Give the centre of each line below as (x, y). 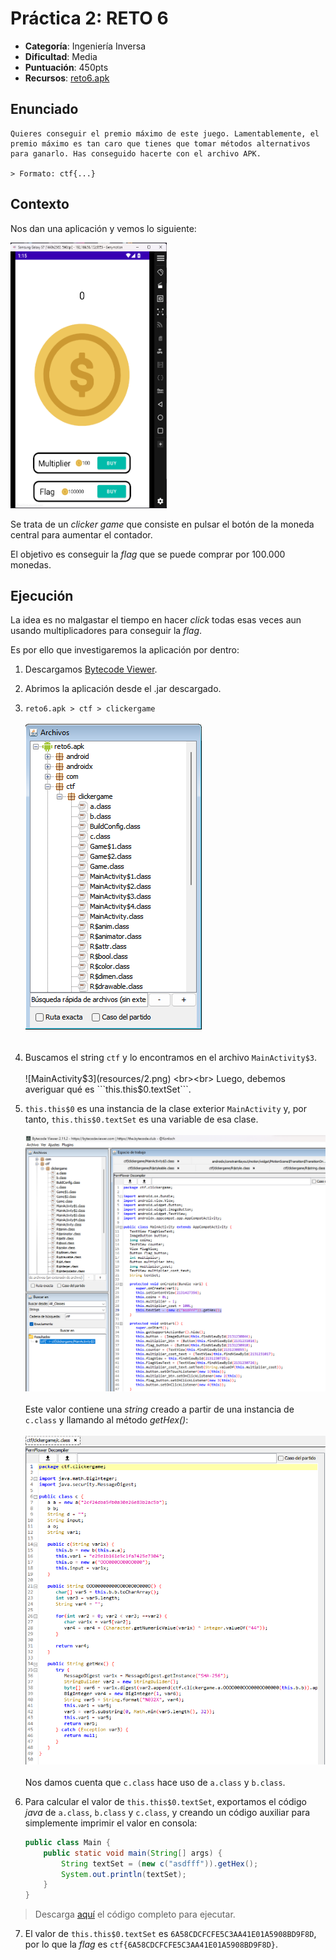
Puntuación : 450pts (66, 67)
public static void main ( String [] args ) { (133, 1853)
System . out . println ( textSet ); (124, 1874)
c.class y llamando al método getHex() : (106, 1419)
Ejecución (42, 595)
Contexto (40, 204)
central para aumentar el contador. (81, 534)
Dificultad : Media (61, 56)
